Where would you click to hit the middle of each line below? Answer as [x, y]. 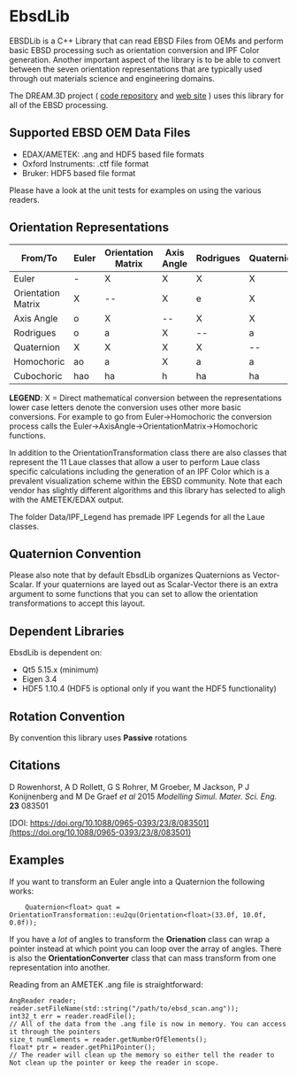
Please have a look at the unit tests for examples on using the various [136, 190]
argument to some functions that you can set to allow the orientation [133, 594]
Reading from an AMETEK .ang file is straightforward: [106, 984]
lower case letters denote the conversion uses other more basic [125, 407]
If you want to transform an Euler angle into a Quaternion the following [137, 881]
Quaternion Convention [75, 554]
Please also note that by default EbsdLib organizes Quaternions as [130, 575]
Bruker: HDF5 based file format [79, 173]
